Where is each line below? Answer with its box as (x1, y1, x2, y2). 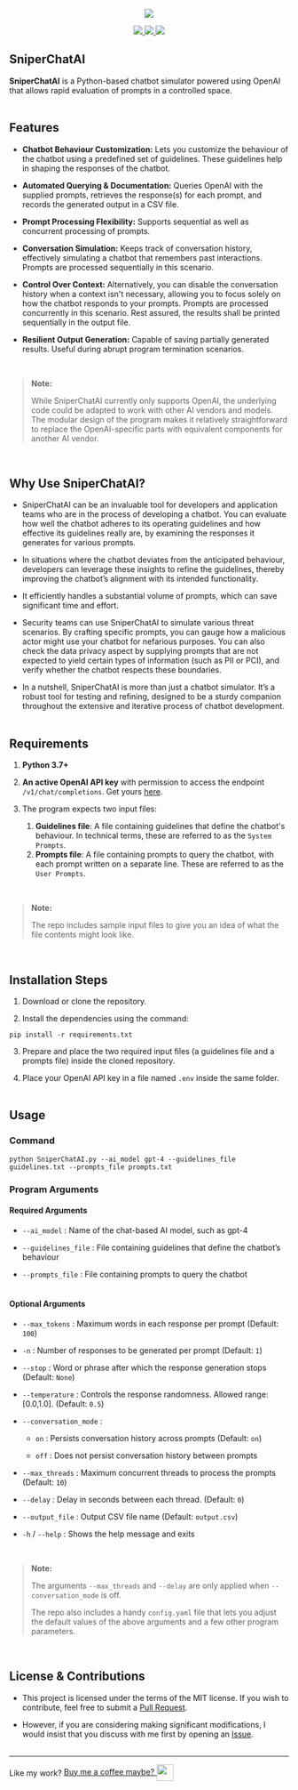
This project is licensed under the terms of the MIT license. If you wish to (21, 1692, 289, 1703)
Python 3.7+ (21, 760, 69, 770)
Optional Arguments (9, 1299, 86, 1310)
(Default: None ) (21, 1372, 75, 1383)
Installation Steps (9, 972, 108, 988)
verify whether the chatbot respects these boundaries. (21, 665, 222, 675)
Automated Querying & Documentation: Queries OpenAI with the (21, 180, 263, 190)
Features (9, 120, 59, 135)
